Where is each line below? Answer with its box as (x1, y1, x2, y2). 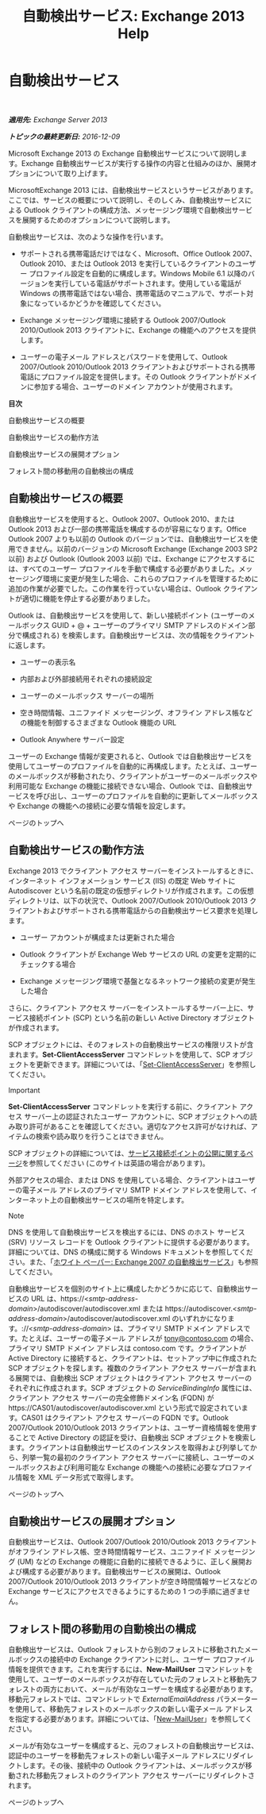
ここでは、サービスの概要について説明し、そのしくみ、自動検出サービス (8, 195, 245, 205)
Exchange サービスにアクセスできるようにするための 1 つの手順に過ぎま (8, 1587, 244, 1596)
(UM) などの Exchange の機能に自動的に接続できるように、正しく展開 (17, 1557, 246, 1566)
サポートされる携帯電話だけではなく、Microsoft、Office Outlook (19, 248, 231, 258)
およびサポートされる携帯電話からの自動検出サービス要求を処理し (42, 906, 259, 915)
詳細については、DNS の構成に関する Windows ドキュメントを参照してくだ (8, 1247, 253, 1257)
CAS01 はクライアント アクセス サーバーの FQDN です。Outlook (21, 1412, 229, 1422)
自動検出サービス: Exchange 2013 (22, 7, 245, 25)
